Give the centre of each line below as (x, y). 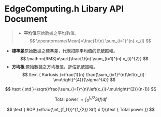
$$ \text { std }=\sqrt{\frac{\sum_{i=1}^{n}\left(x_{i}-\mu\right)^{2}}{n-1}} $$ (81, 89)
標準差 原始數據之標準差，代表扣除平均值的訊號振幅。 (65, 51)
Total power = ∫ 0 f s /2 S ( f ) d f (81, 99)
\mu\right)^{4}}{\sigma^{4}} (81, 79)
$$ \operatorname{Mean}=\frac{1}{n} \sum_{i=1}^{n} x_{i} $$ (90, 41)
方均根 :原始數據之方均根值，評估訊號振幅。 (54, 66)
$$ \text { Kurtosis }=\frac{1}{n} (53, 74)
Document (26, 19)
